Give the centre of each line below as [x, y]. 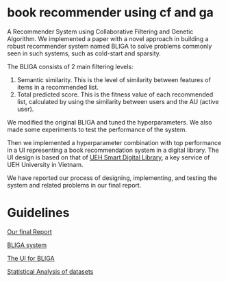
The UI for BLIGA [31, 258]
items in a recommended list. [58, 87]
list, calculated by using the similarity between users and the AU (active [118, 101]
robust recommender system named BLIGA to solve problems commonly [110, 46]
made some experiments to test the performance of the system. [97, 129]
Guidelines [38, 213]
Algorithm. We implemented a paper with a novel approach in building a [108, 38]
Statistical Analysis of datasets [50, 271]
